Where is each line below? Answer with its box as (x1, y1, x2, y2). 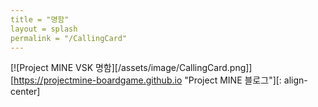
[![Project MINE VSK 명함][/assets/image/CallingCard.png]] (10, 62, 253, 74)
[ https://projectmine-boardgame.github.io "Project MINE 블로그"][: (10, 74, 282, 86)
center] (10, 86, 41, 98)
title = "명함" (10, 14, 70, 25)
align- (283, 74, 308, 86)
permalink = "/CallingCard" (10, 33, 128, 43)
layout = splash (10, 24, 78, 34)
